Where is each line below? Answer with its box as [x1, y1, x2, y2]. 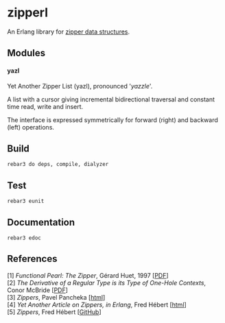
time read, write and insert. [7, 102, 84, 110]
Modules [7, 47, 46, 59]
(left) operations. [7, 123, 55, 131]
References [7, 253, 58, 265]
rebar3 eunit [7, 198, 45, 205]
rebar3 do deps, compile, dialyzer [7, 161, 109, 168]
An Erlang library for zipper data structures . [7, 27, 130, 36]
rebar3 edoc [7, 235, 41, 241]
